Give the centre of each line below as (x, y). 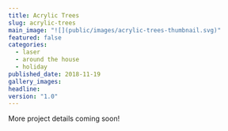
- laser (28, 52)
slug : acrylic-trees (42, 23)
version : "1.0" (33, 96)
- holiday (31, 67)
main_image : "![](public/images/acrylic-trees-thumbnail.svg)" (115, 30)
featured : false (35, 37)
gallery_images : (35, 81)
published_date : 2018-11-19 (55, 74)
